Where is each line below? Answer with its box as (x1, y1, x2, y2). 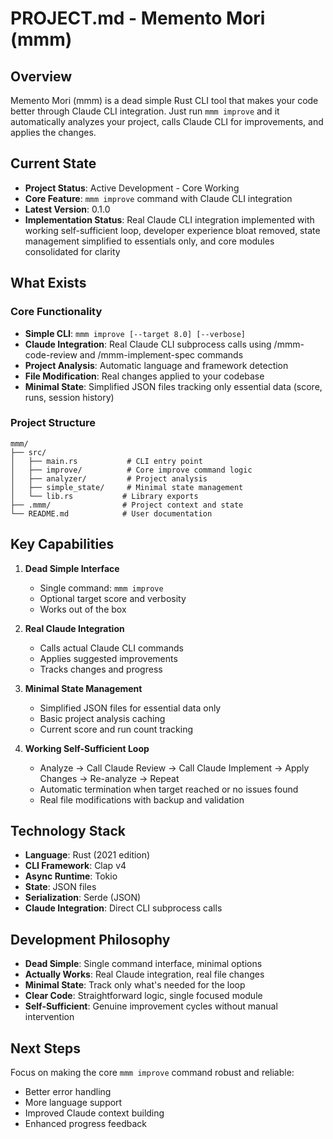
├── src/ (10, 447, 47, 457)
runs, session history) (24, 391, 115, 403)
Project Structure (10, 416, 96, 430)
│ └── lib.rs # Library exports (10, 491, 199, 501)
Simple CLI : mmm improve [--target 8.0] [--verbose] (24, 327, 247, 339)
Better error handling (24, 1086, 112, 1098)
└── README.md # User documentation (10, 508, 213, 519)
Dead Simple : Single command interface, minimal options (24, 958, 263, 970)
